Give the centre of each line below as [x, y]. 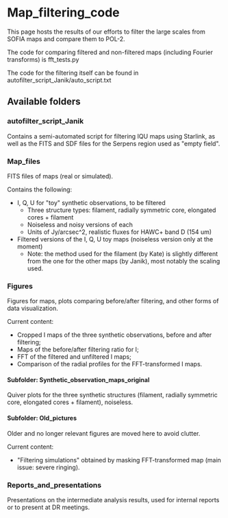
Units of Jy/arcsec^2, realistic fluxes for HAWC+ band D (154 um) [119, 232]
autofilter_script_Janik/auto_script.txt [59, 80]
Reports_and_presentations [54, 485]
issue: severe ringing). [48, 467]
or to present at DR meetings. [49, 507]
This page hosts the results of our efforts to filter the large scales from [106, 32]
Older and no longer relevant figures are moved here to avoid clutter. [104, 433]
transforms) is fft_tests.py [43, 59]
